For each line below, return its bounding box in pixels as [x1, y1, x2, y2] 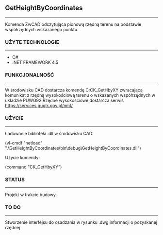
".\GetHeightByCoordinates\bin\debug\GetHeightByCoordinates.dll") [5, 145, 142, 151]
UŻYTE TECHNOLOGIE [5, 38, 60, 45]
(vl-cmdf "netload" [5, 140, 43, 145]
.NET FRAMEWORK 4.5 [12, 59, 59, 65]
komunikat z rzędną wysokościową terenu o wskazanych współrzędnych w [5, 92, 155, 98]
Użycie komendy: [5, 154, 40, 160]
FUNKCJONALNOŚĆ [5, 72, 54, 78]
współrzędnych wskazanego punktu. [5, 26, 79, 32]
